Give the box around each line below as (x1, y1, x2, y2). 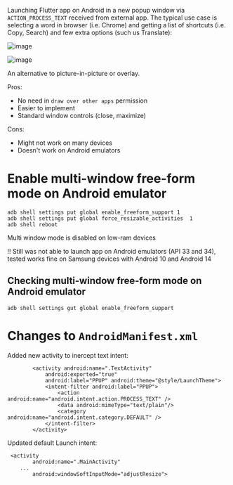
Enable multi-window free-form (7, 171, 196, 187)
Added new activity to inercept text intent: (7, 351, 128, 359)
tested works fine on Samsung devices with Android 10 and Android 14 (7, 254, 212, 263)
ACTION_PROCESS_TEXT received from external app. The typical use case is (7, 13, 218, 22)
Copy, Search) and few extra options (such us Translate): (7, 28, 173, 37)
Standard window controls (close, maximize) (17, 112, 146, 119)
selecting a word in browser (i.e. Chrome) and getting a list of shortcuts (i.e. (7, 21, 226, 29)
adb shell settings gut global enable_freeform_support (7, 304, 174, 311)
